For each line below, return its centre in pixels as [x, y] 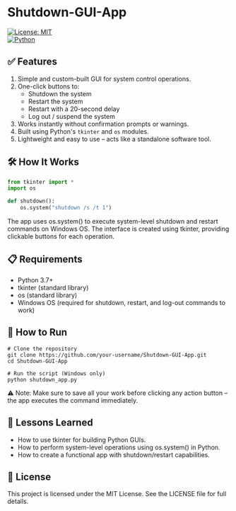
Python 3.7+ [35, 280]
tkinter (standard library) [53, 287]
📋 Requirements [45, 259]
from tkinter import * [41, 182]
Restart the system [55, 101]
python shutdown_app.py [42, 379]
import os [22, 188]
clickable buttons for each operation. [61, 236]
